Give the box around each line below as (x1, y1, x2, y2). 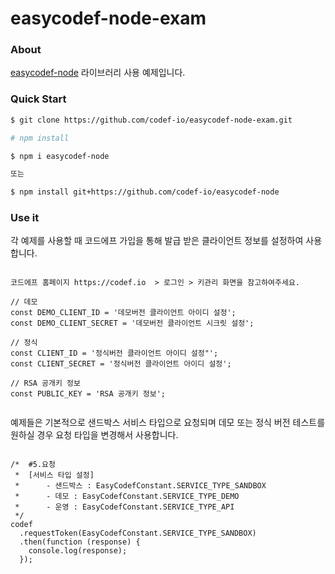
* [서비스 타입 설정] (14, 470, 95, 481)
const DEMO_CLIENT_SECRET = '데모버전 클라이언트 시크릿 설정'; (10, 318, 255, 329)
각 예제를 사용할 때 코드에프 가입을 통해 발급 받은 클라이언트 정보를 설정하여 (10, 235, 304, 247)
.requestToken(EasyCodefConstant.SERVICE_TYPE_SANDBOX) (19, 528, 257, 539)
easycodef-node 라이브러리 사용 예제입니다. (10, 67, 186, 79)
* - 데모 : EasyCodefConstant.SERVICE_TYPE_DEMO (14, 492, 240, 502)
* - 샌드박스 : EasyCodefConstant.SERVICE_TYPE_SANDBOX (14, 481, 267, 491)
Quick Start (10, 92, 67, 106)
